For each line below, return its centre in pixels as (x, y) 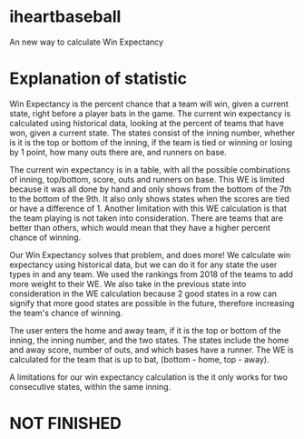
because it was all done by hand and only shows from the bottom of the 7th (151, 189)
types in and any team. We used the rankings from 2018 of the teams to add (151, 274)
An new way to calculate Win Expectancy (87, 42)
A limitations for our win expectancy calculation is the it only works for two (149, 377)
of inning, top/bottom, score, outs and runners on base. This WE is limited (147, 179)
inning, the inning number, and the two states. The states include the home (149, 340)
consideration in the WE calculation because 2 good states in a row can (143, 294)
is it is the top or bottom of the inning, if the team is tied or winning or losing (151, 142)
